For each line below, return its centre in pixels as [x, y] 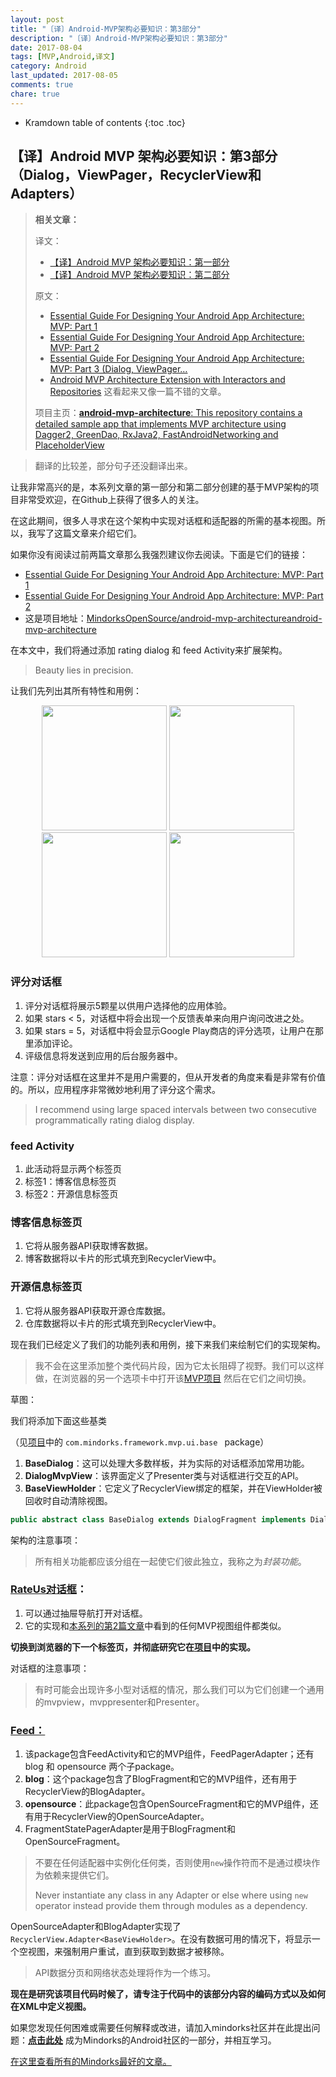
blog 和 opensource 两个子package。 [102, 1767]
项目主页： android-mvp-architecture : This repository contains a [168, 413]
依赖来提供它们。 [79, 1875]
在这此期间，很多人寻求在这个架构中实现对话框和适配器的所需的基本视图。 [163, 521]
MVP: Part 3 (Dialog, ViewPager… [118, 369]
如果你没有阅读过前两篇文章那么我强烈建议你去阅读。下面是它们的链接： [159, 555]
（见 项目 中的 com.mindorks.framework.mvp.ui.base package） [140, 1442]
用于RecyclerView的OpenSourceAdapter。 [121, 1817]
